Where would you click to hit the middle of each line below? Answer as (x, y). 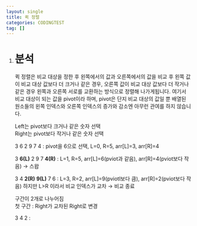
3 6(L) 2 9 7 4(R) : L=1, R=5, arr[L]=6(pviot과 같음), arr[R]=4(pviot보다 (98, 159)
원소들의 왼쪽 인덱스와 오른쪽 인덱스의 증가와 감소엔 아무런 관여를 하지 (95, 106)
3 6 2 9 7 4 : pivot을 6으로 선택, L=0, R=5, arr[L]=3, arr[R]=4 (87, 146)
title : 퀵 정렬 (23, 17)
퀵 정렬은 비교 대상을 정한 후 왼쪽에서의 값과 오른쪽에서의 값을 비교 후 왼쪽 (99, 77)
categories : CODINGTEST (35, 22)
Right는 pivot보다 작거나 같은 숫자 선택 (59, 134)
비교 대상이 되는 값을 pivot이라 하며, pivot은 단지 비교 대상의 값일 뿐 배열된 (100, 99)
